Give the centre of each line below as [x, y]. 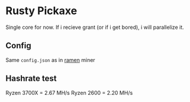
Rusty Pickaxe [41, 11]
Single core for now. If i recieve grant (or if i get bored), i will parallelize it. [95, 27]
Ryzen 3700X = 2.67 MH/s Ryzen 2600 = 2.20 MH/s [69, 93]
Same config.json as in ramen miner [50, 60]
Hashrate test [31, 79]
